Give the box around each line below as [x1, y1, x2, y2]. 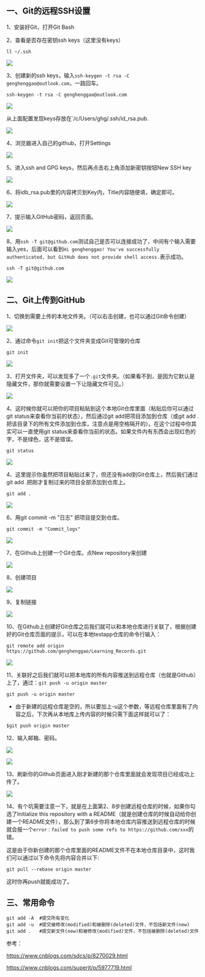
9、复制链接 [6, 598, 37, 605]
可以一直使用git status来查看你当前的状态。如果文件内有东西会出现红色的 [11, 428, 196, 435]
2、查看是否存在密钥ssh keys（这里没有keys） [6, 36, 124, 44]
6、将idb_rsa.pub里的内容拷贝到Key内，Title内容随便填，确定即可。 [6, 188, 178, 195]
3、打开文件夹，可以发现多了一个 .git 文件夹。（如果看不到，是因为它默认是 [6, 372, 195, 380]
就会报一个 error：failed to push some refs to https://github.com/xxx [6, 825, 188, 833]
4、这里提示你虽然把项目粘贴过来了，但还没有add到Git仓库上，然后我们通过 [6, 471, 198, 478]
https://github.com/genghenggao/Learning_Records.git [6, 648, 147, 654]
